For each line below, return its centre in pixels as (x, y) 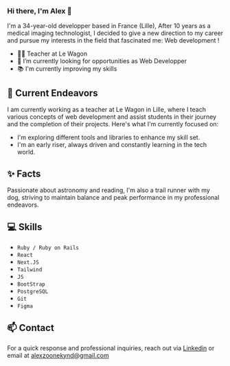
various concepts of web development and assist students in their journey (112, 117)
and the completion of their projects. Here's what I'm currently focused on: (113, 124)
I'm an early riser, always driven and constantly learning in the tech (112, 145)
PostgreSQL (33, 291)
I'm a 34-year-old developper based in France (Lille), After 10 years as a (109, 26)
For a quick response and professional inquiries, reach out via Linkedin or (111, 348)
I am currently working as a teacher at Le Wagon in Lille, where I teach (106, 110)
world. (26, 152)
